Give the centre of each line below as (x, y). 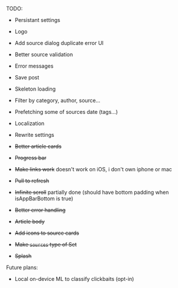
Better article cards (38, 146)
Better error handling (40, 210)
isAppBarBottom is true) (44, 199)
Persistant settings (37, 20)
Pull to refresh (32, 181)
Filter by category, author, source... (57, 100)
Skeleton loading (35, 89)
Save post (27, 77)
